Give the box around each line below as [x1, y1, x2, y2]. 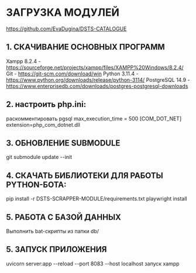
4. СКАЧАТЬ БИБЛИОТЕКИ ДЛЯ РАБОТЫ [6, 170, 164, 181]
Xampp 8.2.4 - [6, 57, 41, 64]
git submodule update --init [6, 154, 73, 161]
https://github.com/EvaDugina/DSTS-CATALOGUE [6, 25, 127, 32]
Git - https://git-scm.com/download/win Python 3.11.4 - [6, 70, 139, 77]
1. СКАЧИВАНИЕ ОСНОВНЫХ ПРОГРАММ [6, 42, 165, 52]
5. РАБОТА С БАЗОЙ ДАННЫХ [6, 212, 121, 222]
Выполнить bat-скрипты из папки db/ [6, 228, 99, 234]
